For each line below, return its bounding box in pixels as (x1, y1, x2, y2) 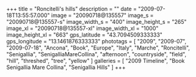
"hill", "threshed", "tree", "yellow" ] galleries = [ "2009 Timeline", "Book (6, 57, 185, 64)
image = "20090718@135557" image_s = (51, 12, 154, 19)
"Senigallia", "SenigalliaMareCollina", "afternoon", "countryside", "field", (6, 51, 187, 57)
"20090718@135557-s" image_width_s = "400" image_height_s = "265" (6, 18, 187, 25)
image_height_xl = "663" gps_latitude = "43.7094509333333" (6, 31, 163, 38)
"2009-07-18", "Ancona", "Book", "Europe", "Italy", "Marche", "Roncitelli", (6, 44, 191, 51)
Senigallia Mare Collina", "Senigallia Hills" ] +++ (6, 64, 126, 71)
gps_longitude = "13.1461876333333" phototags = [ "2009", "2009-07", (6, 38, 187, 45)
